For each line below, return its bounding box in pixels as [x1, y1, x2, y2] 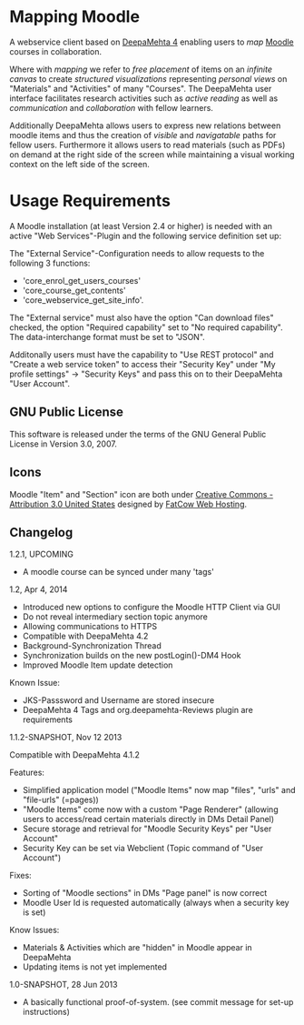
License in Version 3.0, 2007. [9, 438, 118, 449]
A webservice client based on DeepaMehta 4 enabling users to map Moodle [9, 36, 295, 47]
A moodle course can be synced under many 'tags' [22, 567, 215, 578]
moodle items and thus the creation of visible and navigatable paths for [9, 129, 277, 140]
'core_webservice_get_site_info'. [22, 294, 144, 306]
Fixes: [9, 870, 32, 881]
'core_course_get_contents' [22, 285, 126, 296]
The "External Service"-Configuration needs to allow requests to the [9, 247, 265, 258]
